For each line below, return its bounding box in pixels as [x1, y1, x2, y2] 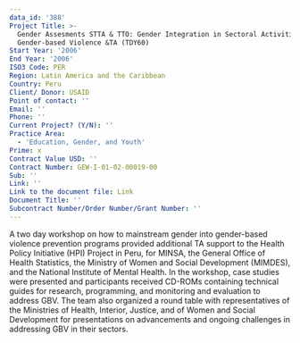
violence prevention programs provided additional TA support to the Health [9, 238, 285, 248]
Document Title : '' [9, 196, 82, 205]
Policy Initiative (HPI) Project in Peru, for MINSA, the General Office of [9, 247, 266, 258]
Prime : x [9, 146, 42, 155]
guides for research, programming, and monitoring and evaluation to [9, 285, 261, 296]
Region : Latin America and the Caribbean [9, 71, 166, 80]
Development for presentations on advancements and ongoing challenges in [9, 314, 290, 324]
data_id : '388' [9, 13, 66, 22]
